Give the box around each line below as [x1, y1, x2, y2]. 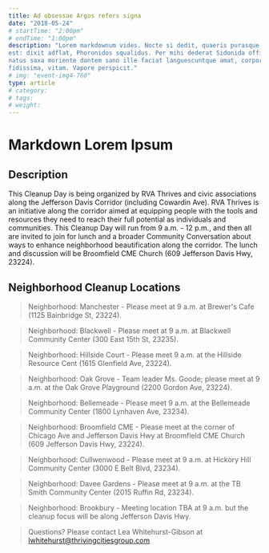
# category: [8, 86, 48, 95]
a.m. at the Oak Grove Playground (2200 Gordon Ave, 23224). [27, 382, 232, 392]
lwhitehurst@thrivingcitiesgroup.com [27, 535, 151, 545]
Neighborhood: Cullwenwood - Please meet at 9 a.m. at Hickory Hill [27, 454, 251, 464]
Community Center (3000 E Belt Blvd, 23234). [27, 463, 181, 473]
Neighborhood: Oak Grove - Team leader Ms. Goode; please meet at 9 [27, 374, 260, 384]
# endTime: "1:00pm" [8, 34, 78, 43]
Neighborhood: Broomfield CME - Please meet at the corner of [27, 422, 235, 432]
